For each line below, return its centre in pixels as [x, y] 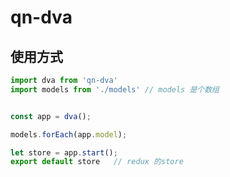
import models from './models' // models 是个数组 [115, 89]
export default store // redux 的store [97, 162]
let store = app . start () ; [64, 152]
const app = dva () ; [51, 116]
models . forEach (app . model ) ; [69, 134]
